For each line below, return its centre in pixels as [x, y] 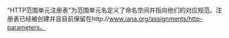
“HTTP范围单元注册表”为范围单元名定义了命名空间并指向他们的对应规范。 [111, 10]
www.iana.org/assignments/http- [156, 19]
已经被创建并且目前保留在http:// [64, 19]
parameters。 [27, 27]
